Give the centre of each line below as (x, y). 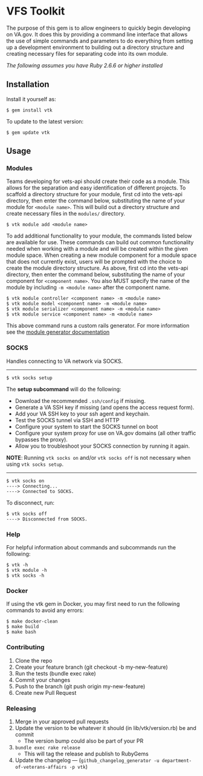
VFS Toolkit (36, 11)
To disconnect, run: (31, 502)
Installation (28, 85)
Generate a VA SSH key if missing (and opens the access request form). (105, 407)
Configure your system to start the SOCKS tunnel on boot (86, 426)
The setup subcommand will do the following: (64, 389)
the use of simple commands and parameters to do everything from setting (100, 41)
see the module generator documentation (58, 332)
